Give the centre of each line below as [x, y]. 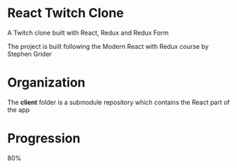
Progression [44, 139]
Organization [46, 83]
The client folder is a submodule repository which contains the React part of [118, 102]
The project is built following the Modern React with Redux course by [108, 46]
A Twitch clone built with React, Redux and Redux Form [88, 33]
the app [18, 110]
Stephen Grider [30, 54]
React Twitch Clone [66, 13]
